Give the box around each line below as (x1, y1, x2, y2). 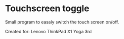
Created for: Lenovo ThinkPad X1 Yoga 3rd (5, 28, 92, 34)
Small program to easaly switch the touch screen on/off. (5, 19, 120, 25)
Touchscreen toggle (5, 3, 90, 14)
